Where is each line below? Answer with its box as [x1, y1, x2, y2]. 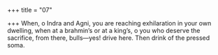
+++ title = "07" [7, 6, 52, 14]
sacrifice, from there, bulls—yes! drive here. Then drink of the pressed [7, 34, 210, 42]
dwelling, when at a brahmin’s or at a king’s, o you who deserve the [7, 27, 201, 34]
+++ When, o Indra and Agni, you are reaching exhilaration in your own [7, 19, 212, 27]
